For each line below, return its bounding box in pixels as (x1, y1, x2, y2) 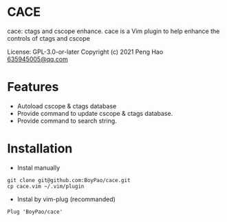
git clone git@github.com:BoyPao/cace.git (7, 176, 131, 183)
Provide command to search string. (17, 117, 117, 125)
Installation (7, 141, 73, 157)
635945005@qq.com (7, 54, 68, 63)
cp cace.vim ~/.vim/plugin (7, 183, 85, 190)
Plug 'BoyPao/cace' (7, 208, 63, 215)
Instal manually (17, 163, 61, 172)
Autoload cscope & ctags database (17, 101, 117, 110)
